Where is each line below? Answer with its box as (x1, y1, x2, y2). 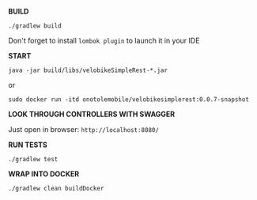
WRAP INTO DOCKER (8, 169, 80, 179)
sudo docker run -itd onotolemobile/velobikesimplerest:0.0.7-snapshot (8, 96, 249, 104)
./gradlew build (8, 22, 62, 30)
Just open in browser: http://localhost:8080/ (8, 125, 160, 134)
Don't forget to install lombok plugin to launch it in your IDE (8, 36, 200, 45)
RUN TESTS (8, 140, 47, 149)
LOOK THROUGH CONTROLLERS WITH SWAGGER (8, 110, 176, 119)
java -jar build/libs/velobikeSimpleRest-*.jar (8, 66, 168, 74)
